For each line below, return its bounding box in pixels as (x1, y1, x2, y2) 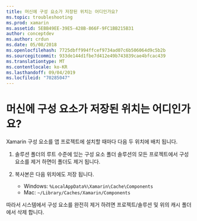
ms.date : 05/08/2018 (6, 42, 58, 48)
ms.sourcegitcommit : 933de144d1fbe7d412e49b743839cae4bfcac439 (6, 53, 166, 59)
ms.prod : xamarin (6, 20, 49, 26)
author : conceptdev (6, 31, 55, 37)
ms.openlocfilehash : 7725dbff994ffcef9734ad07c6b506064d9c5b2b (6, 48, 166, 53)
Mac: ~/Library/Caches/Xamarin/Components (23, 189, 131, 196)
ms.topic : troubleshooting (6, 14, 73, 20)
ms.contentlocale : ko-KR (6, 64, 68, 70)
